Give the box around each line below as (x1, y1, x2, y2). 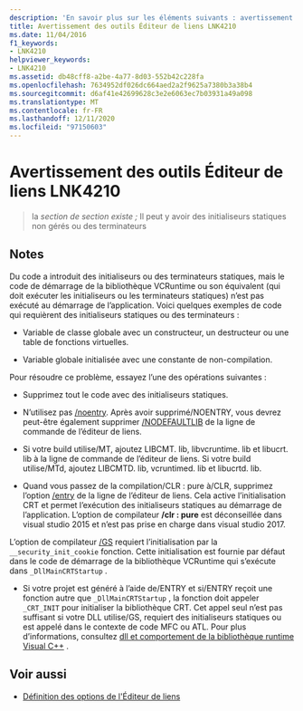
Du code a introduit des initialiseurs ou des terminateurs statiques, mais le (9, 271, 285, 282)
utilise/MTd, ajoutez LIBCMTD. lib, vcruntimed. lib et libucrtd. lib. (22, 463, 262, 474)
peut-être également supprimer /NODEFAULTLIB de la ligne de (22, 416, 256, 427)
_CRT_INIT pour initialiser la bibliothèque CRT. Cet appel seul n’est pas (22, 601, 283, 612)
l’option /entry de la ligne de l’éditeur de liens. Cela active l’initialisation (22, 490, 287, 501)
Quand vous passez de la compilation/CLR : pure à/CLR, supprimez (22, 480, 274, 491)
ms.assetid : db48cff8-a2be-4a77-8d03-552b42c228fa (9, 72, 204, 82)
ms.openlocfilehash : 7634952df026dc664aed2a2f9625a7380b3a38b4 (9, 81, 253, 90)
